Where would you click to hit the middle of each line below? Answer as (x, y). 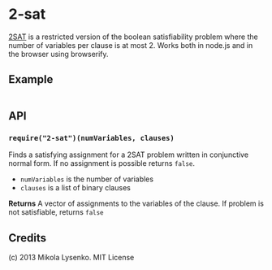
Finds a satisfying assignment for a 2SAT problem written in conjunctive (129, 155)
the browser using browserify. (58, 54)
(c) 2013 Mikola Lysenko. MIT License (71, 258)
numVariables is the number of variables (87, 179)
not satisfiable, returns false (56, 212)
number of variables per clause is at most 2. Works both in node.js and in (131, 45)
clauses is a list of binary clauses (76, 188)
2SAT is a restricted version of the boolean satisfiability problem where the (133, 37)
